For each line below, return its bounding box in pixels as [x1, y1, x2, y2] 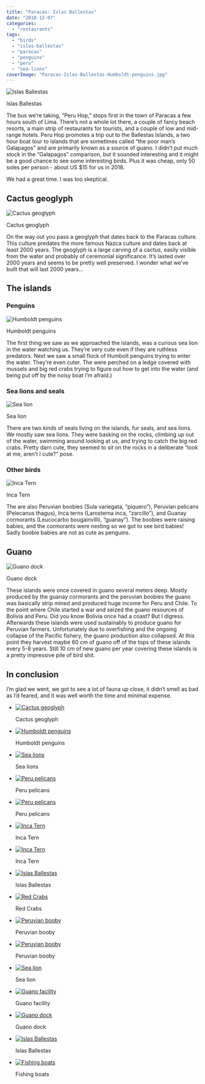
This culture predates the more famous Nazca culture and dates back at [6, 239, 187, 247]
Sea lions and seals [6, 387, 65, 395]
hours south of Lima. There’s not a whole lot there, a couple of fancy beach [6, 118, 195, 126]
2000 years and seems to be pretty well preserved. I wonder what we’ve [6, 259, 189, 266]
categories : [6, 20, 37, 26]
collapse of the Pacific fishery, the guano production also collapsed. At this [6, 632, 195, 639]
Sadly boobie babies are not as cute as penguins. [6, 529, 131, 536]
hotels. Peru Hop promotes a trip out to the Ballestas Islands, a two [22, 131, 190, 139]
